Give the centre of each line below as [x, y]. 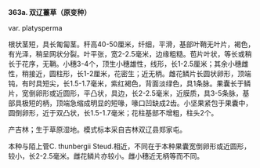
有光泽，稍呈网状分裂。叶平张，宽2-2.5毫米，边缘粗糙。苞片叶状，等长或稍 [130, 54]
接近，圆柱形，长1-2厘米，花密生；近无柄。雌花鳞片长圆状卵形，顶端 [140, 73]
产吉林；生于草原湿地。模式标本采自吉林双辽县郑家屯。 [97, 130]
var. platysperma [35, 28]
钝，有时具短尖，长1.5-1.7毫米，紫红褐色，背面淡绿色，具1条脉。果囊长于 [126, 83]
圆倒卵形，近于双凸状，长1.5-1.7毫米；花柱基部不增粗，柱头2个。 [113, 113]
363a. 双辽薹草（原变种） [50, 12]
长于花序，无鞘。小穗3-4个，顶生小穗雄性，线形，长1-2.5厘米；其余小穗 [125, 64]
